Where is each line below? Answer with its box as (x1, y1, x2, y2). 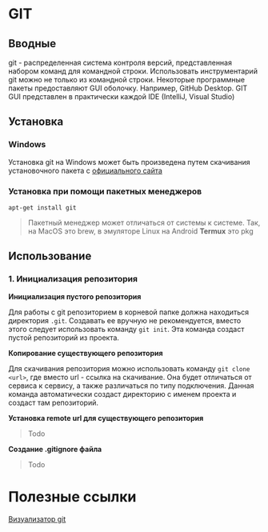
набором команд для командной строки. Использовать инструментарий (8, 66, 258, 76)
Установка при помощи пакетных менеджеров (8, 186, 202, 197)
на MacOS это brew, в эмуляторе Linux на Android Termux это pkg (27, 226, 254, 236)
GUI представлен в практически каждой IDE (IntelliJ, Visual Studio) (8, 92, 235, 101)
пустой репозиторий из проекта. (8, 333, 120, 342)
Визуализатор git (8, 514, 66, 524)
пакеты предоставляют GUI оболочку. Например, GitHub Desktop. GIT (8, 83, 248, 93)
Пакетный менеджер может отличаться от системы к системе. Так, (27, 218, 261, 227)
